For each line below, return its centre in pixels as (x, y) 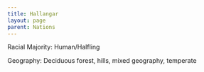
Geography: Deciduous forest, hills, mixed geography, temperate (102, 61)
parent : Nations (31, 27)
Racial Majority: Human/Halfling (54, 47)
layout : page (27, 20)
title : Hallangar (33, 14)
